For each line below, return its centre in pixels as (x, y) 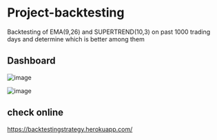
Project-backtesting (66, 13)
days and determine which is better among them (76, 39)
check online (35, 113)
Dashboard (31, 61)
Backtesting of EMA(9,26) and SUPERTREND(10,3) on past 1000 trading (109, 32)
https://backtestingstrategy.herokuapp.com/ (70, 129)
